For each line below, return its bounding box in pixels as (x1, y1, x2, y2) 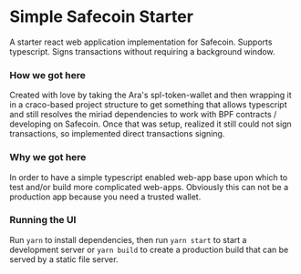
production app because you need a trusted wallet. (9, 191, 202, 202)
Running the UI (9, 214, 77, 227)
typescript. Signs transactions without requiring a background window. (9, 46, 275, 56)
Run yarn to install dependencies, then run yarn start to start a (9, 234, 247, 245)
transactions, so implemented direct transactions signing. (9, 128, 225, 139)
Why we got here (9, 151, 87, 164)
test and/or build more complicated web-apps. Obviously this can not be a (9, 181, 289, 192)
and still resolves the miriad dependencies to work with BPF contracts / (9, 109, 277, 120)
